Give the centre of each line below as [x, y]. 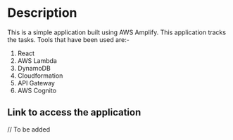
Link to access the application [74, 112]
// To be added [29, 129]
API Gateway [36, 83]
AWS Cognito [37, 90]
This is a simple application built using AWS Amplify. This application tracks [117, 32]
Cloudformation [40, 76]
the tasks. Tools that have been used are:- [69, 39]
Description [42, 13]
